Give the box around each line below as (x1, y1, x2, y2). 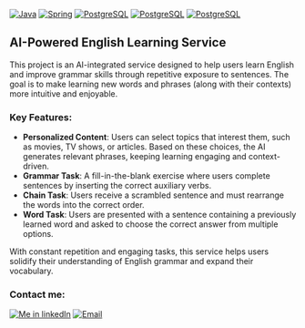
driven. (22, 160, 50, 172)
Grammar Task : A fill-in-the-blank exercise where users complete (22, 170, 270, 181)
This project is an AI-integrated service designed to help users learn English (9, 59, 294, 70)
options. (22, 229, 54, 240)
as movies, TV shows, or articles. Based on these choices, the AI (22, 141, 266, 152)
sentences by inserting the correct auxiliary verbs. (22, 180, 212, 191)
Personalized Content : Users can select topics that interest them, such (22, 132, 291, 143)
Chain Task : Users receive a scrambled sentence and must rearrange (22, 190, 285, 200)
